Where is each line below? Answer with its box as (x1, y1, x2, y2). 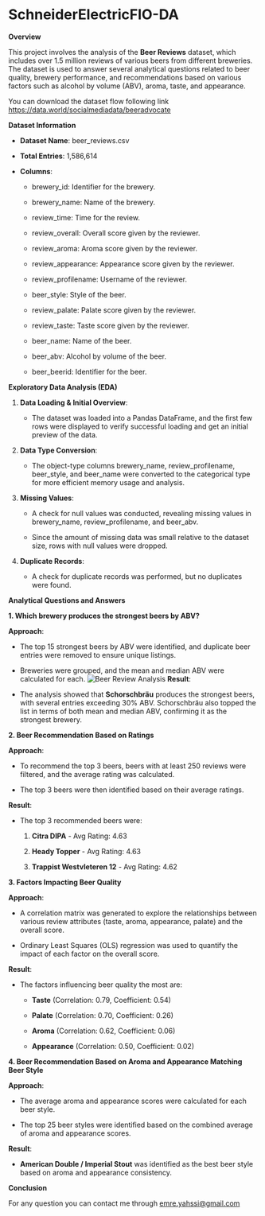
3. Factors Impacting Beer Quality (8, 877, 122, 887)
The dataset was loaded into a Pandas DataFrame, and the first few (31, 413, 253, 422)
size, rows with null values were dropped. (31, 541, 169, 550)
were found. (31, 580, 72, 589)
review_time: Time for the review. (31, 212, 141, 222)
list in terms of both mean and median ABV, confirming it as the (19, 706, 228, 716)
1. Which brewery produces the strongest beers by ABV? (8, 611, 201, 620)
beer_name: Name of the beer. (31, 336, 132, 345)
